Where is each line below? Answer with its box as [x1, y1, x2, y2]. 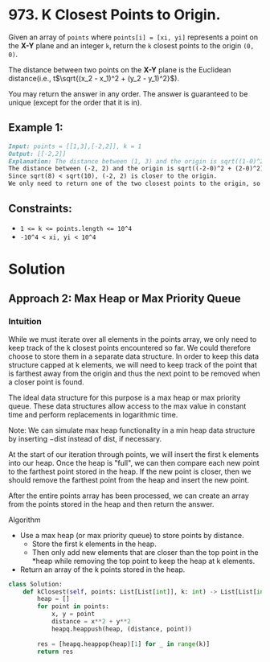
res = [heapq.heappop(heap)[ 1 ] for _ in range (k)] [37, 639, 211, 648]
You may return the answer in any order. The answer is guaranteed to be [8, 88, 248, 98]
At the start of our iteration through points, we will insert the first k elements [8, 449, 260, 459]
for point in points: [37, 602, 110, 611]
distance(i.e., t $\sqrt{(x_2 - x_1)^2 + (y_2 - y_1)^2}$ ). [8, 73, 179, 83]
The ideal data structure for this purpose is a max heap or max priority [8, 393, 241, 402]
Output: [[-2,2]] [8, 150, 67, 158]
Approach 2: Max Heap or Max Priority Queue [8, 292, 241, 306]
